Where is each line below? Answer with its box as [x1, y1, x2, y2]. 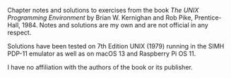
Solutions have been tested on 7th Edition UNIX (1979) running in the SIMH [7, 42, 225, 50]
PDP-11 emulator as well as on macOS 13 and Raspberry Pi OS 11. [7, 49, 196, 58]
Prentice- [194, 13, 222, 22]
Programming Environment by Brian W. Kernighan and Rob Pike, [7, 13, 193, 22]
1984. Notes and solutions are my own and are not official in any [22, 21, 208, 29]
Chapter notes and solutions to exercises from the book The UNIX [7, 6, 199, 14]
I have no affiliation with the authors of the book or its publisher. [7, 63, 193, 71]
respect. [7, 28, 32, 37]
